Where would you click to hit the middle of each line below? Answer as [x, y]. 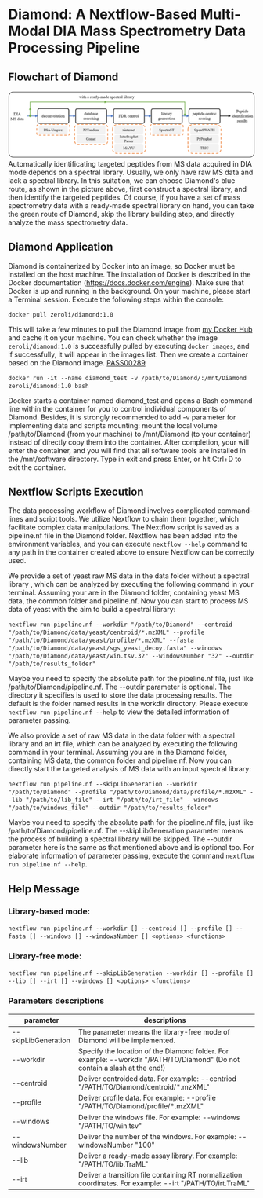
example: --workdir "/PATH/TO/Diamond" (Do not [159, 1059]
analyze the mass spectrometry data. [68, 222]
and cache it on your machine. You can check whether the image [113, 337]
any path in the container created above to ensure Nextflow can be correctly [131, 552]
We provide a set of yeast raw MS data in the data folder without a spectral [129, 576]
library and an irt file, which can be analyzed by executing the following [123, 744]
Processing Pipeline [74, 48]
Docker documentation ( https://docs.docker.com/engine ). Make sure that [126, 282]
